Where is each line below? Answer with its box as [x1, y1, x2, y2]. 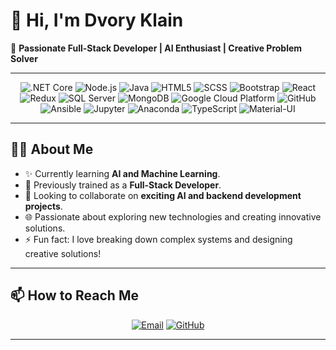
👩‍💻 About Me [10, 141, 94, 158]
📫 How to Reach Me [10, 287, 139, 304]
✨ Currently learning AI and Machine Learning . [24, 167, 221, 179]
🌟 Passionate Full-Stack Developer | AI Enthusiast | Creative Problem [10, 42, 303, 54]
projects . [24, 200, 63, 212]
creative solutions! [24, 247, 102, 259]
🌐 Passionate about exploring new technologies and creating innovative [24, 210, 322, 223]
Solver [10, 52, 38, 64]
